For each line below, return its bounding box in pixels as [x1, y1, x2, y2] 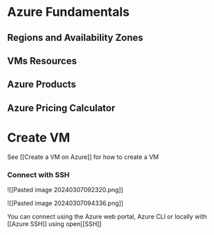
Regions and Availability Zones [7, 32, 143, 44]
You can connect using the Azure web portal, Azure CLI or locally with [7, 212, 208, 220]
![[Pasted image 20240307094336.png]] [7, 198, 123, 207]
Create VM [7, 129, 71, 145]
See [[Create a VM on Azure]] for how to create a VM [7, 153, 159, 161]
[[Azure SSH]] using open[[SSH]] [7, 219, 102, 228]
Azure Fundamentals [7, 4, 130, 20]
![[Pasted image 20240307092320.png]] [7, 185, 123, 194]
